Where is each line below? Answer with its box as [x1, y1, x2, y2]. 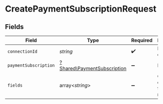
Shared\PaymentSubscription [59, 65, 127, 72]
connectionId [7, 49, 38, 54]
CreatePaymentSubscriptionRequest [5, 3, 157, 15]
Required [130, 37, 153, 44]
